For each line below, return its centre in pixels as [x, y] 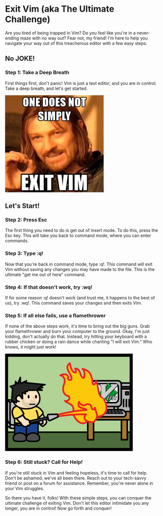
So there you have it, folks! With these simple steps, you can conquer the [78, 498]
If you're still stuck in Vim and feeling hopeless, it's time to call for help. [76, 473]
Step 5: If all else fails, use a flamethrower [55, 315]
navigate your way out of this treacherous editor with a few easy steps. [76, 43]
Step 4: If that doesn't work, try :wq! [49, 287]
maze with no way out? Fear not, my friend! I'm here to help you [84, 38]
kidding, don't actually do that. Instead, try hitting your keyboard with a [76, 337]
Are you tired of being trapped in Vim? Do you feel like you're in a [71, 33]
